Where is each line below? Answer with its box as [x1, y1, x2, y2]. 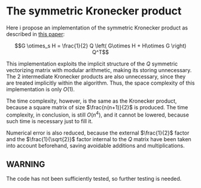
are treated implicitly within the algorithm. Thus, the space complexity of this [6, 79, 195, 86]
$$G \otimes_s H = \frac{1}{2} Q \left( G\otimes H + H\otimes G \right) [14, 42, 187, 49]
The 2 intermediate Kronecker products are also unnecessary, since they [6, 73, 186, 80]
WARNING [6, 159, 45, 169]
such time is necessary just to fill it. [6, 117, 93, 124]
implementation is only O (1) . [6, 85, 75, 92]
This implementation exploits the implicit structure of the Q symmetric [6, 60, 178, 67]
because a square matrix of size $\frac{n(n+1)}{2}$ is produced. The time [6, 103, 188, 111]
